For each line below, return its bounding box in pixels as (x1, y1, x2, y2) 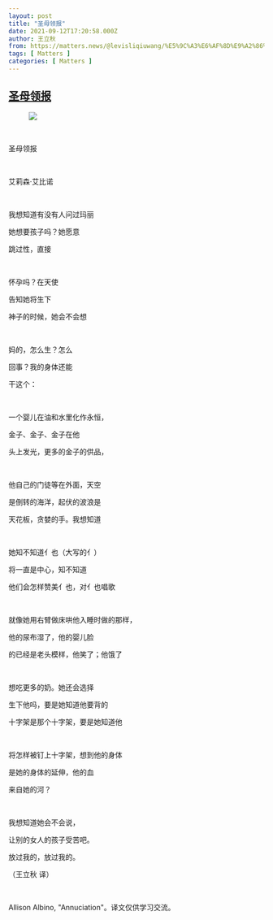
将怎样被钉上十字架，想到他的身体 (8, 749, 123, 760)
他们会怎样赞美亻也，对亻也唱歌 (8, 582, 115, 592)
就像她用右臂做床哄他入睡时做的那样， (8, 614, 136, 624)
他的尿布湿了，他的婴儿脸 (8, 631, 94, 642)
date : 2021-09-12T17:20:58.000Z (8, 27, 118, 35)
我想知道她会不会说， (8, 818, 80, 827)
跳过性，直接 (8, 244, 51, 254)
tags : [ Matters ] (8, 50, 71, 58)
